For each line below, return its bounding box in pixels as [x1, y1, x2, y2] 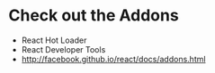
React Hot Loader [21, 35, 87, 45]
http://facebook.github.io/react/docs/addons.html [21, 53, 206, 64]
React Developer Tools [21, 44, 106, 54]
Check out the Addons [8, 5, 179, 26]
